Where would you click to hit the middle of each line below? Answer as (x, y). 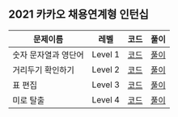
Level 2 (106, 69)
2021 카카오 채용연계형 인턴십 (79, 15)
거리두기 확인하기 (44, 69)
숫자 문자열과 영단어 (49, 55)
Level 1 (106, 54)
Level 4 (106, 99)
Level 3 (106, 85)
